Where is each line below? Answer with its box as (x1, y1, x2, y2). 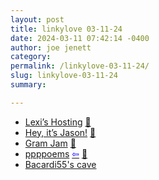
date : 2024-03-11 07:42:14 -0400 (10, 33, 150, 43)
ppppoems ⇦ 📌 (24, 147, 88, 160)
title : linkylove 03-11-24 (10, 24, 123, 34)
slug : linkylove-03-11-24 (10, 71, 118, 81)
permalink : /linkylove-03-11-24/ (10, 61, 150, 71)
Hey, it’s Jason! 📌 (24, 126, 97, 138)
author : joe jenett (10, 42, 92, 53)
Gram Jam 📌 (24, 137, 77, 149)
